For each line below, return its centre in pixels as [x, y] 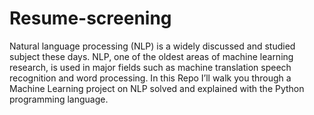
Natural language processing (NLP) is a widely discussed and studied [152, 46]
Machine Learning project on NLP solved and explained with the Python [157, 88]
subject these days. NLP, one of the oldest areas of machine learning [151, 56]
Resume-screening [90, 18]
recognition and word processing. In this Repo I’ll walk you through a [150, 78]
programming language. [59, 99]
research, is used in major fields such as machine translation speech [150, 67]
